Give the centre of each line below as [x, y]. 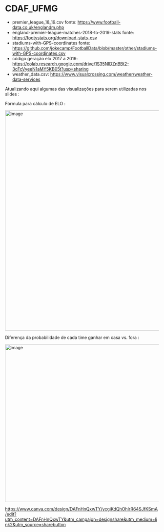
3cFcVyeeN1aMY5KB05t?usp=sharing [50, 69]
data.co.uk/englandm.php [38, 27]
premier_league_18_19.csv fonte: [44, 22]
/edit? [11, 514]
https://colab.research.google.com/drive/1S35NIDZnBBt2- [71, 64]
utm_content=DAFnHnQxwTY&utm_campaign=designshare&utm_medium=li [81, 519]
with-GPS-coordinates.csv [39, 53]
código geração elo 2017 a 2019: [45, 58]
